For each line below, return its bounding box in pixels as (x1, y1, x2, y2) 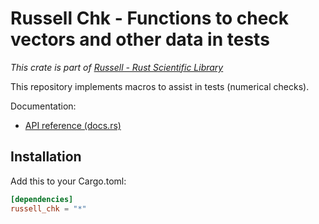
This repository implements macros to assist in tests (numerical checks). (10, 80, 310, 92)
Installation (10, 148, 82, 166)
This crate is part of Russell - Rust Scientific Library (10, 61, 224, 73)
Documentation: (10, 100, 77, 112)
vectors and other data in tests (10, 28, 270, 51)
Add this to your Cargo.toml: (10, 175, 127, 187)
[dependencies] (10, 194, 74, 204)
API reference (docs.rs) (24, 119, 122, 131)
